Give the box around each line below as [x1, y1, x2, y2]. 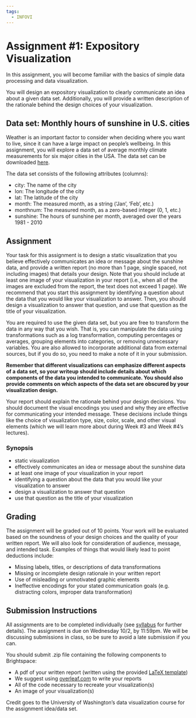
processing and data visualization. [6, 77, 89, 85]
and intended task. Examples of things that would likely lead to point [6, 546, 171, 553]
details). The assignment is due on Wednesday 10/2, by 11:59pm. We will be [6, 627, 188, 634]
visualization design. [6, 387, 59, 394]
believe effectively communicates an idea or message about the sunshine [6, 258, 184, 265]
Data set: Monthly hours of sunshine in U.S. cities [6, 118, 190, 128]
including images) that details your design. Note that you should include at [6, 271, 185, 278]
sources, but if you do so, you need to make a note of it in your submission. [6, 350, 188, 358]
